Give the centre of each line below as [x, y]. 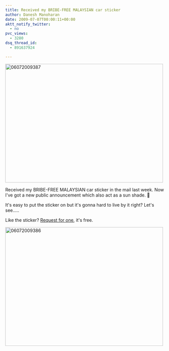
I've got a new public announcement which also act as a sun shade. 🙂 [78, 195]
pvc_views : [17, 33]
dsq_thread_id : [21, 43]
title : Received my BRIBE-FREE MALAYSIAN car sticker [63, 10]
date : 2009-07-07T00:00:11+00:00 [40, 19]
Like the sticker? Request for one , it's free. [49, 220]
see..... [12, 210]
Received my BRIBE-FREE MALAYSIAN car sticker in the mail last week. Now [85, 189]
